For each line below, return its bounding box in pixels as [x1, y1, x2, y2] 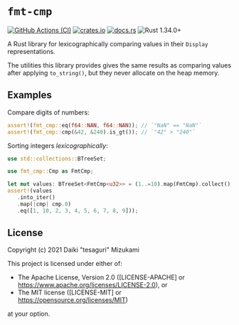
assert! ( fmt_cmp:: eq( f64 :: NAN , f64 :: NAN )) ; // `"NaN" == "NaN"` [7, 122, 202, 129]
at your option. [7, 309, 51, 318]
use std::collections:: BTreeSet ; [7, 155, 107, 162]
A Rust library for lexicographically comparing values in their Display [7, 39, 208, 48]
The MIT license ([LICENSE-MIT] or [17, 288, 122, 297]
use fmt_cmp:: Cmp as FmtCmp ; [7, 168, 94, 175]
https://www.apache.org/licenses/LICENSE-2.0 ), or [17, 281, 168, 289]
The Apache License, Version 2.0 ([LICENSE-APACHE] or [17, 273, 185, 282]
